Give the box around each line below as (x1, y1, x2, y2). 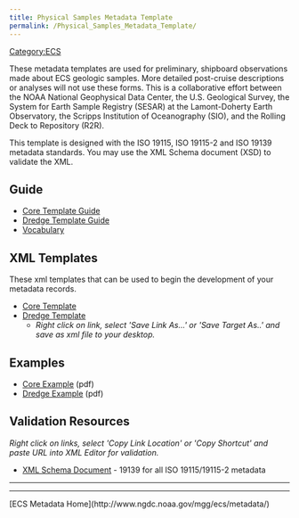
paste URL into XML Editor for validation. (9, 447, 159, 457)
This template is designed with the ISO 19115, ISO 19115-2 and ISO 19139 (9, 137, 273, 148)
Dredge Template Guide (21, 215, 109, 226)
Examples (9, 355, 65, 370)
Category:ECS (9, 45, 61, 56)
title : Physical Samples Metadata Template (9, 12, 174, 22)
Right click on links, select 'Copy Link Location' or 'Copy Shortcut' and (9, 438, 269, 448)
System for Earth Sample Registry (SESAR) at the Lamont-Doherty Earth (9, 101, 273, 111)
